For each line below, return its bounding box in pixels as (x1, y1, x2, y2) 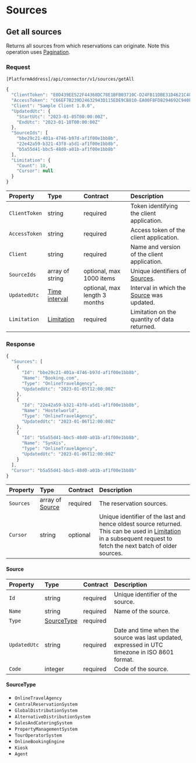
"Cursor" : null (16, 168, 54, 174)
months (83, 299, 104, 307)
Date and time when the (113, 626, 180, 634)
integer (44, 665, 64, 673)
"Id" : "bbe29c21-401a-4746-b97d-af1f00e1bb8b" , (21, 370, 140, 375)
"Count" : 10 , (16, 163, 48, 168)
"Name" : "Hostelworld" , (21, 408, 80, 414)
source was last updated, (113, 633, 183, 641)
